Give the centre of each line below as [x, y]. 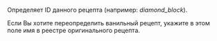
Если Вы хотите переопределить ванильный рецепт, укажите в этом [108, 23]
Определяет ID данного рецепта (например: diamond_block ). [97, 10]
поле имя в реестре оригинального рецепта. [74, 30]
